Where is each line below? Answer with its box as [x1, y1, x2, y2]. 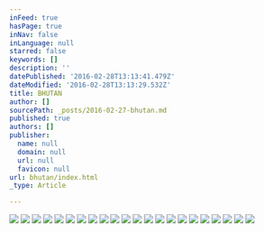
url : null [17, 155, 54, 165]
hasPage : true [9, 22, 63, 31]
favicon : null [17, 164, 70, 173]
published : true [9, 114, 70, 123]
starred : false [9, 47, 67, 56]
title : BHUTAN [9, 89, 63, 98]
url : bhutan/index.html [9, 172, 99, 182]
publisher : [9, 131, 50, 140]
